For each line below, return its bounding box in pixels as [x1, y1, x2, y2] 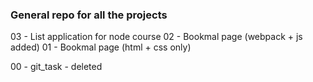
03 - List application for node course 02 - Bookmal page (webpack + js [10, 31, 303, 43]
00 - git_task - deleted [10, 61, 103, 73]
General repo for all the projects [10, 8, 168, 22]
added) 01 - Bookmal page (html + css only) [10, 41, 192, 53]
